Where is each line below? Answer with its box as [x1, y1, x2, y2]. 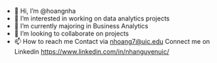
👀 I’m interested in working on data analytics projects [14, 14, 170, 23]
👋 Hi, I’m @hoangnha [14, 7, 76, 15]
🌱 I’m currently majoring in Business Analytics [14, 22, 149, 30]
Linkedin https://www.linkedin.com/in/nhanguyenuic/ [14, 47, 169, 56]
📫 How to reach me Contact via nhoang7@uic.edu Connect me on [14, 38, 211, 45]
